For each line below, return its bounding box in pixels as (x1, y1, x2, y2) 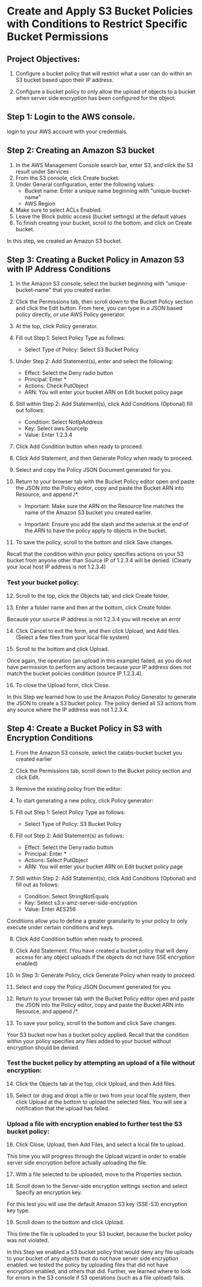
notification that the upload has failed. (15, 1104, 110, 1111)
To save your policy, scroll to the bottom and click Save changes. (15, 1019, 177, 1026)
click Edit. (15, 774, 40, 781)
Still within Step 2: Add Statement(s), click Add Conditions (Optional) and (15, 874, 197, 882)
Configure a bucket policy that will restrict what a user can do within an (15, 70, 192, 77)
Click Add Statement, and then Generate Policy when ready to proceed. (15, 454, 193, 462)
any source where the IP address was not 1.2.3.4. (7, 706, 129, 713)
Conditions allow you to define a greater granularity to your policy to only (7, 917, 188, 924)
